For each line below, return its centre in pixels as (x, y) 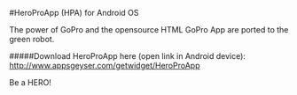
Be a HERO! (30, 82)
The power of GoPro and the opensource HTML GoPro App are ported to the (149, 29)
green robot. (32, 39)
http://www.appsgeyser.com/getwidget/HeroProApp (105, 66)
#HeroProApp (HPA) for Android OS (74, 13)
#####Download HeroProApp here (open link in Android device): (128, 56)
